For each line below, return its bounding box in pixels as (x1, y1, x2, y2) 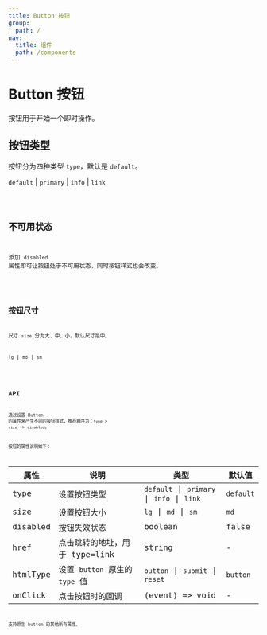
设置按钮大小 (58, 507, 107, 518)
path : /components (15, 49, 77, 56)
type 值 (58, 576, 88, 586)
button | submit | (144, 566, 217, 576)
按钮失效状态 (58, 522, 107, 533)
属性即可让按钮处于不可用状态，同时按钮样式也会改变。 (8, 262, 163, 271)
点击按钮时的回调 (58, 590, 123, 602)
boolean (144, 522, 178, 532)
